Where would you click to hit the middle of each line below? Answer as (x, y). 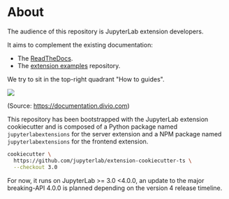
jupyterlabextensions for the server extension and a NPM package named (114, 134)
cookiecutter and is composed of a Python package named (93, 127)
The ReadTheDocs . (45, 58)
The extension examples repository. (69, 65)
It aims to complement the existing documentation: (80, 45)
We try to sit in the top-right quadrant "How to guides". (86, 79)
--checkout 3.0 (36, 167)
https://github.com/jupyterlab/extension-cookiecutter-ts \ (103, 161)
